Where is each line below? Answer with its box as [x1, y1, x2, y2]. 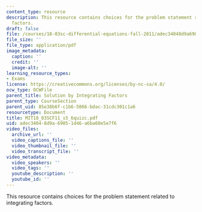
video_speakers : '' [11, 160, 61, 166]
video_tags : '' [11, 165, 50, 171]
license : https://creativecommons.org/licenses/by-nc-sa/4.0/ [6, 82, 165, 88]
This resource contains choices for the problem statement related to [6, 193, 175, 200]
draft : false [6, 25, 39, 32]
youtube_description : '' [11, 171, 74, 177]
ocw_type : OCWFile [6, 87, 52, 93]
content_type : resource [6, 8, 66, 15]
